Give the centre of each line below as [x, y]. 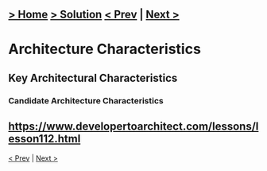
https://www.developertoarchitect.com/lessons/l [133, 127]
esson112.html [44, 139]
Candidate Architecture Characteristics [86, 100]
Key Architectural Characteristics [93, 78]
